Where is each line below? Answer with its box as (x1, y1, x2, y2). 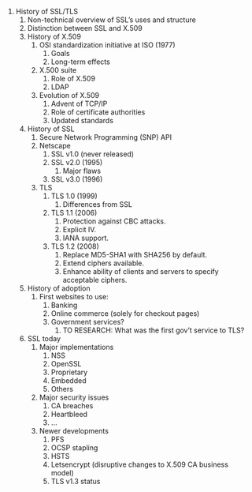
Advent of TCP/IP (50, 99, 108, 108)
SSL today (27, 334, 61, 343)
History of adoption (27, 284, 91, 293)
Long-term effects (50, 57, 110, 66)
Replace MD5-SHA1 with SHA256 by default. (62, 250, 207, 259)
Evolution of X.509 (39, 91, 100, 100)
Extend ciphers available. (62, 258, 144, 268)
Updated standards (50, 116, 114, 125)
